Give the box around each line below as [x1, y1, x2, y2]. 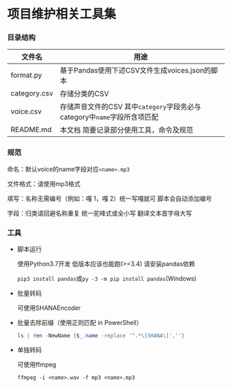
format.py [10, 71, 43, 80]
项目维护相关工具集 [7, 6, 117, 22]
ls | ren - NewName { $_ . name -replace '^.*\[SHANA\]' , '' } [17, 333, 185, 340]
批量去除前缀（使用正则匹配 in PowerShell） [17, 319, 143, 327]
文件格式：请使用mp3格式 [7, 179, 81, 187]
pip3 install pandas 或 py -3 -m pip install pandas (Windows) [17, 275, 197, 283]
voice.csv [10, 107, 42, 116]
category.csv [10, 89, 54, 98]
